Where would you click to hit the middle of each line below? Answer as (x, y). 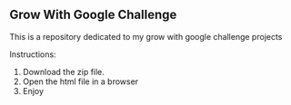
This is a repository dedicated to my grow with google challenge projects (146, 36)
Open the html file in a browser (80, 81)
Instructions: (33, 54)
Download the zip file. (63, 72)
